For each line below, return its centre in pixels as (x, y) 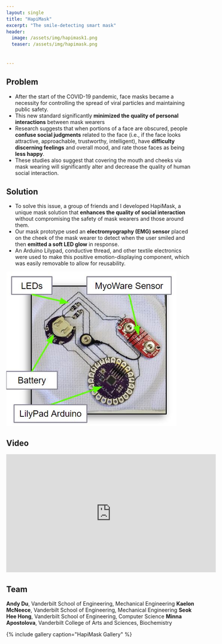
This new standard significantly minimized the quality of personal (97, 115)
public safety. (32, 109)
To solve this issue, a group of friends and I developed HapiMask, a (98, 206)
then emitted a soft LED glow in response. (67, 244)
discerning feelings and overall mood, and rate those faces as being (100, 148)
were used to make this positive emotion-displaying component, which (102, 257)
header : (16, 32)
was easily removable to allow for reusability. (70, 263)
